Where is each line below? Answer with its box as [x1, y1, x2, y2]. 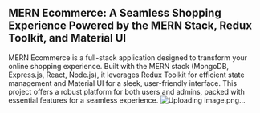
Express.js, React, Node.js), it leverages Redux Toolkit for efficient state [8, 70, 245, 79]
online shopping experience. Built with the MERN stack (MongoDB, [8, 61, 230, 71]
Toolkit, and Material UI [8, 31, 127, 45]
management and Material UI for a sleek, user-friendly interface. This [8, 78, 238, 87]
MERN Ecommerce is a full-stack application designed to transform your [8, 52, 247, 63]
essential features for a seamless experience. [8, 95, 159, 105]
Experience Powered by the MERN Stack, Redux [8, 19, 253, 33]
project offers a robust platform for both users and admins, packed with [8, 87, 245, 96]
